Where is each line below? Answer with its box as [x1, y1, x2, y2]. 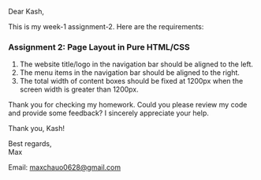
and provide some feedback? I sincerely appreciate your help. [8, 108, 209, 118]
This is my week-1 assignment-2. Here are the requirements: [8, 22, 204, 31]
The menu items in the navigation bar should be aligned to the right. [19, 68, 240, 77]
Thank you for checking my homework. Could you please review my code [8, 100, 248, 110]
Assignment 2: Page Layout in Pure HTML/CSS [8, 41, 191, 52]
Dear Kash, [8, 7, 45, 16]
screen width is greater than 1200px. [19, 84, 140, 94]
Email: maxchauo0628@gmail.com [8, 163, 121, 172]
